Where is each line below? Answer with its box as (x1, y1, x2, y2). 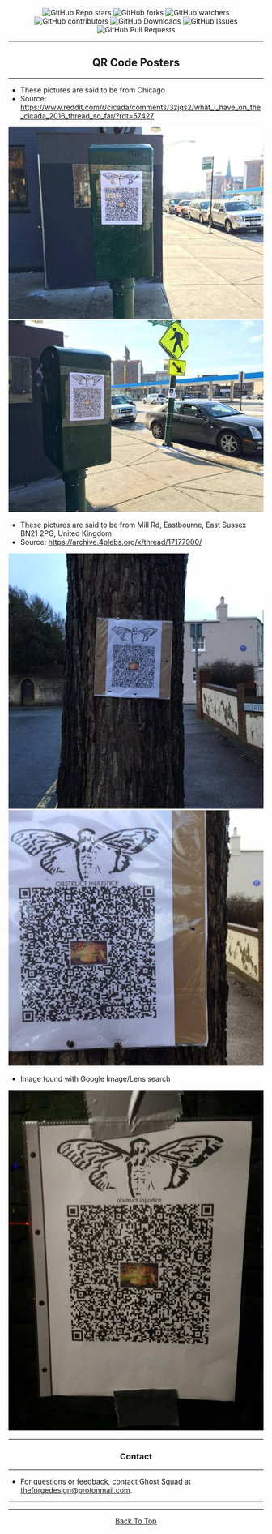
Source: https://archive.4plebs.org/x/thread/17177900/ (19, 537, 202, 546)
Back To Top (115, 1516, 157, 1526)
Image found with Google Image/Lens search (19, 1073, 171, 1083)
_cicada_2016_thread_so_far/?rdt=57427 (19, 110, 155, 121)
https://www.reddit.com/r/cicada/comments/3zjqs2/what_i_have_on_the (19, 102, 261, 112)
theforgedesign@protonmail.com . (19, 1485, 133, 1495)
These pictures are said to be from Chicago (19, 85, 166, 95)
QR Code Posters (91, 56, 181, 70)
